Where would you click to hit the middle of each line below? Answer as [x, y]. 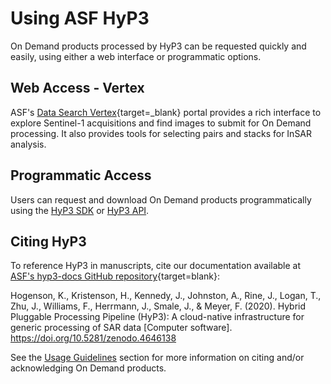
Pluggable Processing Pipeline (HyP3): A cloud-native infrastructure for [157, 317]
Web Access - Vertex [77, 88]
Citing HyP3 [48, 241]
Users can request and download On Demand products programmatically [161, 199]
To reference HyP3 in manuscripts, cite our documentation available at [156, 266]
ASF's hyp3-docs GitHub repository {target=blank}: [115, 276]
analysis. [28, 144]
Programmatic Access [81, 175]
